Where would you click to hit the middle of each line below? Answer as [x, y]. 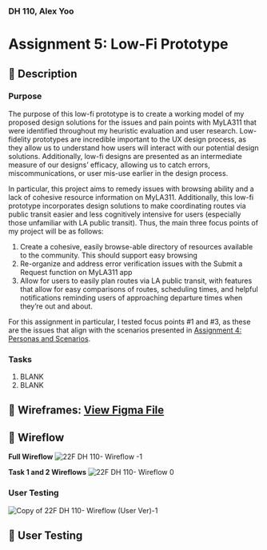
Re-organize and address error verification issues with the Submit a [131, 263]
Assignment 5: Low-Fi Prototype [119, 44]
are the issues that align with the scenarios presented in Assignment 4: [125, 330]
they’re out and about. [56, 306]
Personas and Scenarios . [50, 338]
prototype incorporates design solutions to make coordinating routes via [127, 205]
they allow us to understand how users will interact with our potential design [133, 147]
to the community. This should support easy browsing [109, 255]
